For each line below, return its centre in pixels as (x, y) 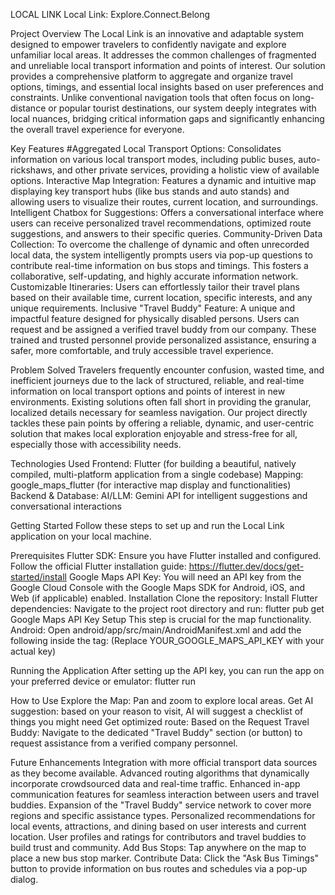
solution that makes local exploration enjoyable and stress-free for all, (154, 433)
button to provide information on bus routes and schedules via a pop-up (159, 868)
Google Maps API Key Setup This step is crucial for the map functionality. (161, 619)
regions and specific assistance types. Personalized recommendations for (163, 815)
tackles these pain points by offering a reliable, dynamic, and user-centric (162, 423)
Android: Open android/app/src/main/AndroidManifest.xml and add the (156, 630)
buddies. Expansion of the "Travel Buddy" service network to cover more (161, 805)
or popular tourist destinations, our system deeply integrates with (182, 108)
